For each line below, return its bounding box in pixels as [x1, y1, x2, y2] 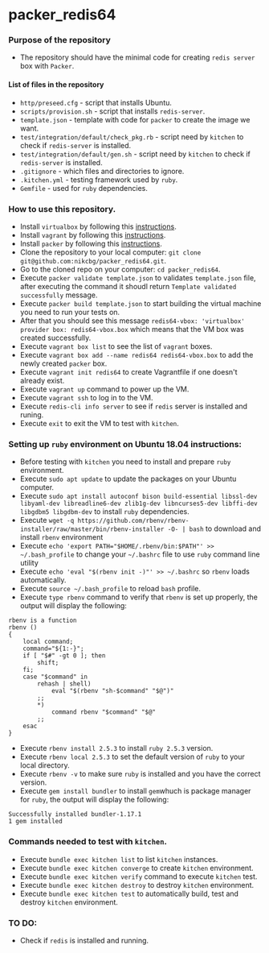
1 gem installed [8, 818, 63, 826]
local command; [22, 638, 74, 646]
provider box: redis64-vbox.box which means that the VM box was [19, 324, 245, 334]
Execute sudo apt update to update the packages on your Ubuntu [19, 474, 237, 484]
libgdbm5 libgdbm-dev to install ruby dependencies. [19, 507, 190, 516]
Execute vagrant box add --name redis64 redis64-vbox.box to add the [19, 350, 254, 359]
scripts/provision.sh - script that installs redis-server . [19, 106, 206, 116]
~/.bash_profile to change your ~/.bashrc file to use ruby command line [19, 549, 260, 559]
